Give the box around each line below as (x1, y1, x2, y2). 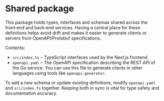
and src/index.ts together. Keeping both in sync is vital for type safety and (5, 85, 160, 91)
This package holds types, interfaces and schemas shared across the (5, 19, 148, 25)
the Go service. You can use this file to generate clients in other (12, 65, 143, 71)
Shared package (5, 3, 75, 14)
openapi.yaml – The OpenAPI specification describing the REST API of (12, 59, 156, 65)
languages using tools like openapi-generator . (12, 70, 106, 76)
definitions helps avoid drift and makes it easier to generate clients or (5, 30, 147, 36)
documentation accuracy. (5, 90, 58, 96)
